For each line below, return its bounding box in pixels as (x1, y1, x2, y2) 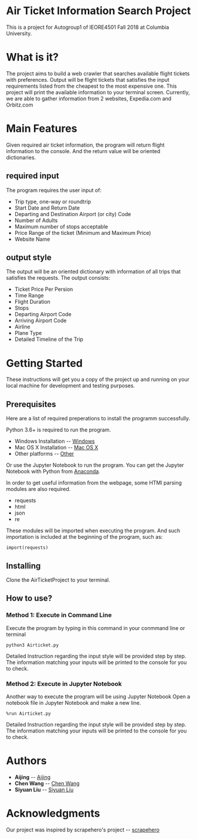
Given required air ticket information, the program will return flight (6, 141, 165, 148)
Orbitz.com (6, 101, 33, 108)
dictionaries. (6, 154, 36, 161)
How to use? (6, 593, 53, 603)
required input (6, 171, 60, 181)
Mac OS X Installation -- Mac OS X (14, 444, 98, 451)
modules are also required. (6, 486, 71, 493)
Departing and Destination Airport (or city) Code (14, 210, 131, 217)
